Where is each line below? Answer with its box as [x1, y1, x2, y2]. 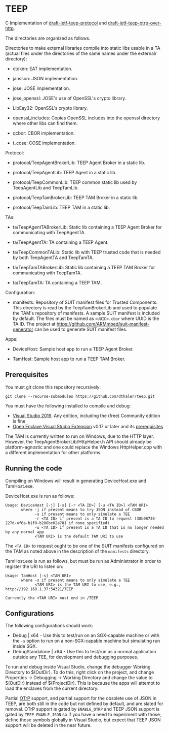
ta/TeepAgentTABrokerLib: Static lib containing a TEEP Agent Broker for [12, 224, 162, 230]
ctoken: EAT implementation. [12, 66, 72, 72]
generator [12, 326, 34, 332]
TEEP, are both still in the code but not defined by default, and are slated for [5, 700, 163, 707]
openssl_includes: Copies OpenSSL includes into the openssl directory [12, 115, 160, 121]
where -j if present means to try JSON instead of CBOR [21, 507, 142, 512]
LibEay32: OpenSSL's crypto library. [12, 105, 88, 111]
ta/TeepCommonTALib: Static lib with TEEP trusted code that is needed [12, 249, 161, 255]
